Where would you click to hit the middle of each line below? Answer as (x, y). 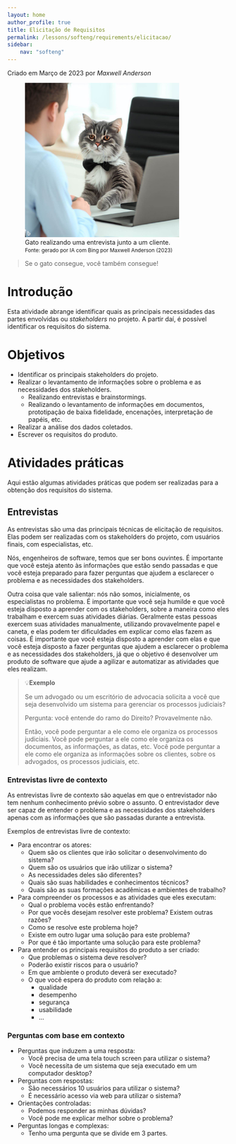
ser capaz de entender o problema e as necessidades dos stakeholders (111, 810)
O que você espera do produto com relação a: (95, 980)
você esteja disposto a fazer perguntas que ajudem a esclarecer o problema (118, 646)
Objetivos (36, 355)
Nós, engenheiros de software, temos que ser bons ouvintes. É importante (115, 558)
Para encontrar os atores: (54, 845)
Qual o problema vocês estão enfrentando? (91, 905)
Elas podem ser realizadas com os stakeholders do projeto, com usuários (114, 537)
